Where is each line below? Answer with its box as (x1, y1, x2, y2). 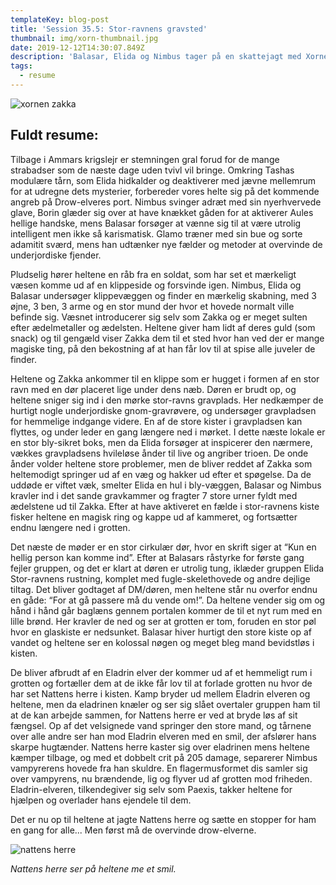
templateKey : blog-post (10, 14, 110, 25)
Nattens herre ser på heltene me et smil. (10, 862, 177, 875)
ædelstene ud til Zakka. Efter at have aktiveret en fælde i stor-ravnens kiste (10, 500, 320, 512)
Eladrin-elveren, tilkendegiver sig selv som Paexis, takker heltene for (10, 783, 293, 795)
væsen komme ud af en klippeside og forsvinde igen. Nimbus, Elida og (10, 279, 302, 291)
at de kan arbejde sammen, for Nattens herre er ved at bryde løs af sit (10, 709, 298, 721)
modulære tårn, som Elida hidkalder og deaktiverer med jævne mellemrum (10, 174, 317, 186)
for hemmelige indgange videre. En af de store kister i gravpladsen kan (10, 415, 303, 427)
